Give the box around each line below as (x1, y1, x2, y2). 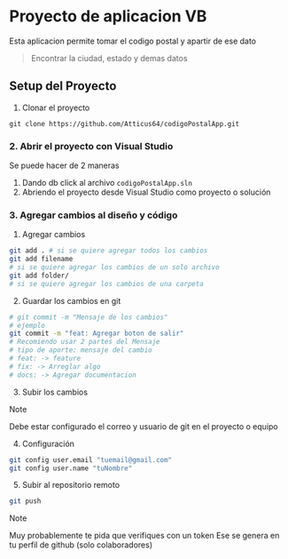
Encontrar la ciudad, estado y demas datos (30, 52, 188, 63)
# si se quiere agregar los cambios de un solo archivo (9, 263, 220, 272)
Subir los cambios (21, 387, 89, 397)
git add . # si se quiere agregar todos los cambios (9, 246, 208, 255)
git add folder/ (9, 271, 69, 280)
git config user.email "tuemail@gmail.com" (9, 455, 173, 464)
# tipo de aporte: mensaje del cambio (9, 346, 152, 355)
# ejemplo (9, 321, 46, 330)
